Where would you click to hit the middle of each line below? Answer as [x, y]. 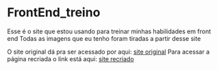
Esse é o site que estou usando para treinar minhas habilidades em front [109, 31]
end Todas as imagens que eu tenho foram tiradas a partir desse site [104, 38]
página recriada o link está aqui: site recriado [71, 58]
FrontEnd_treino [54, 13]
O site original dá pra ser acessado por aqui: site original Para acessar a [108, 52]
